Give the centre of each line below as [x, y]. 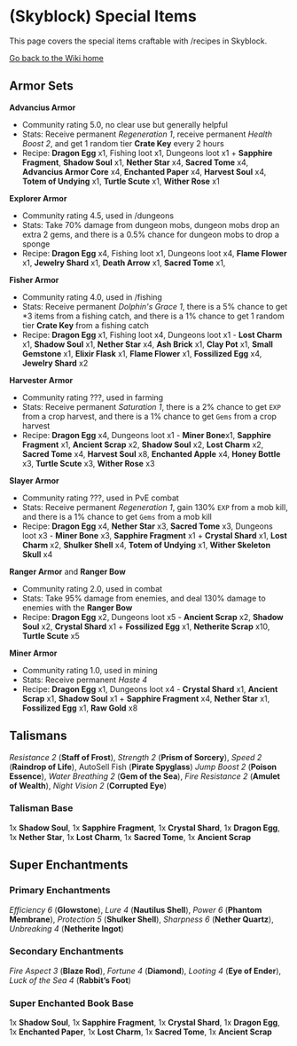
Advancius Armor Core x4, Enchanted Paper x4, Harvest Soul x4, [144, 171]
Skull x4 [37, 554]
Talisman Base [41, 808]
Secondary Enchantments [66, 951]
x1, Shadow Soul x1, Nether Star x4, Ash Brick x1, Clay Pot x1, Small [147, 344]
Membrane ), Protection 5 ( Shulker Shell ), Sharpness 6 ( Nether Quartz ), [141, 919]
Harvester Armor [41, 380]
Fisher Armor [34, 279]
